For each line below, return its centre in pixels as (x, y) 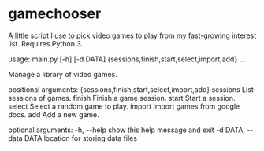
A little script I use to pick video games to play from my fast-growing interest (132, 35)
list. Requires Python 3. (46, 43)
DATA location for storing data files (81, 138)
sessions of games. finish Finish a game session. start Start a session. (122, 98)
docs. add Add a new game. (54, 114)
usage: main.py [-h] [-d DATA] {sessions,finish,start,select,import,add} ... (127, 59)
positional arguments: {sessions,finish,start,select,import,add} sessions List (131, 89)
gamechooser (55, 14)
